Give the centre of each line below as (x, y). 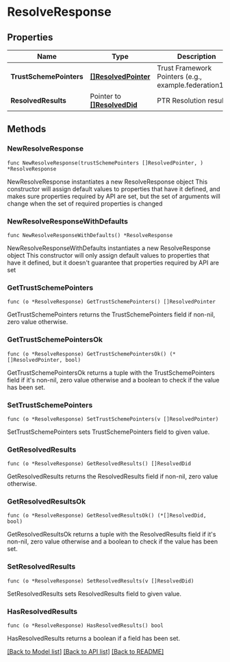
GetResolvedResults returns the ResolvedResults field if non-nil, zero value (113, 476)
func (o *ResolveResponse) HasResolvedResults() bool (86, 626)
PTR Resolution (182, 100)
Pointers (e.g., (179, 76)
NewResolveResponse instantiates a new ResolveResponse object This (107, 182)
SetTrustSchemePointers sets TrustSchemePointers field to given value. (108, 432)
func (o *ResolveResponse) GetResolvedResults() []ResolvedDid (99, 464)
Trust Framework (184, 68)
